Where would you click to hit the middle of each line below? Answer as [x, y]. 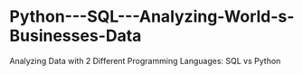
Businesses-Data [76, 36]
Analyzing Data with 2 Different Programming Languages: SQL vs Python [145, 61]
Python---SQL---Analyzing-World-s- [152, 17]
